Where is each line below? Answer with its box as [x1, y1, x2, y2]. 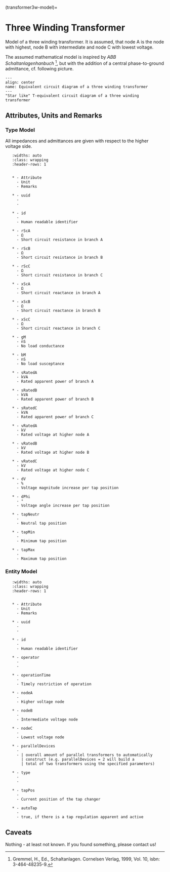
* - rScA [12, 228, 30, 233]
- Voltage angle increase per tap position [16, 503, 110, 508]
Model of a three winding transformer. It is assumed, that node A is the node [5, 38, 164, 45]
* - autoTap [12, 805, 37, 811]
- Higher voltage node [16, 699, 65, 704]
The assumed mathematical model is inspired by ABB [5, 54, 116, 60]
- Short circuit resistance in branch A [16, 237, 103, 243]
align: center [5, 80, 35, 85]
